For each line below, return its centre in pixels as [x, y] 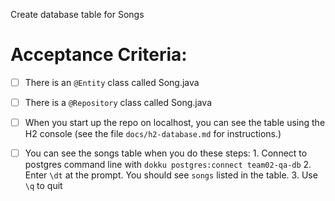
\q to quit [43, 186]
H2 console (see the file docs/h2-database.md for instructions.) [153, 134]
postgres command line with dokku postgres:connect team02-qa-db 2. [168, 165]
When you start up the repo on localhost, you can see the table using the [175, 123]
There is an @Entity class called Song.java [112, 82]
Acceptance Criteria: [99, 55]
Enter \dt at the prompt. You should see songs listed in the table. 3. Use [171, 175]
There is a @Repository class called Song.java [118, 102]
